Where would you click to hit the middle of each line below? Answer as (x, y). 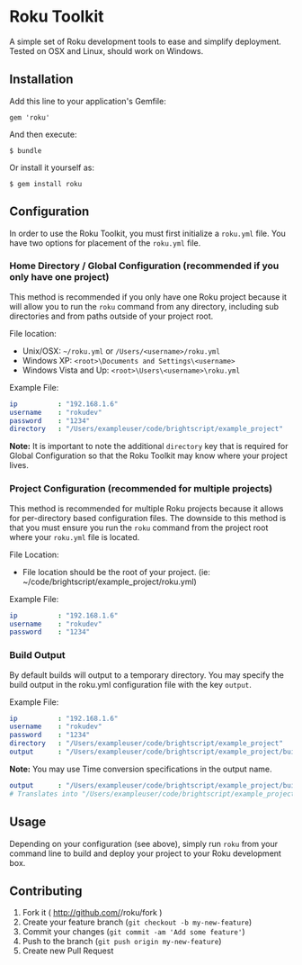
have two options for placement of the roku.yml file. (105, 243)
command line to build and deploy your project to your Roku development (145, 853)
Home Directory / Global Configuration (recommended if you (144, 266)
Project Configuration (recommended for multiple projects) (141, 489)
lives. (19, 465)
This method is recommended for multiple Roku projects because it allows (147, 508)
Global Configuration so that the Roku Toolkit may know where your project (148, 455)
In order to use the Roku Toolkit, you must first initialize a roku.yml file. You (147, 233)
